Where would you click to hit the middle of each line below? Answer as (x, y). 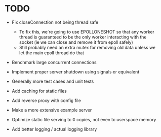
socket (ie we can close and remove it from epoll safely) (76, 42)
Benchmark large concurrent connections (54, 62)
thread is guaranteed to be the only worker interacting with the (83, 37)
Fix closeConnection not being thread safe (55, 22)
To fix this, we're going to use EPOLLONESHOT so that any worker (87, 32)
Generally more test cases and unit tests (53, 81)
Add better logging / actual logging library (54, 129)
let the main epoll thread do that (52, 53)
